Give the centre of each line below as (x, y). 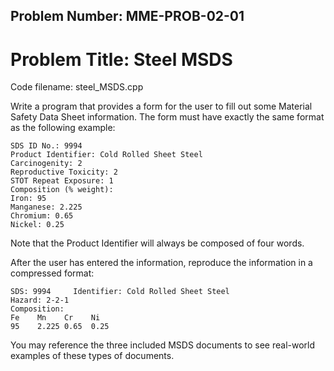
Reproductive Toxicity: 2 (64, 172)
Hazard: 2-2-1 (40, 300)
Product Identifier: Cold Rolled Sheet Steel (106, 155)
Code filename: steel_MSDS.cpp (77, 87)
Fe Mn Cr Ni (55, 318)
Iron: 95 (28, 199)
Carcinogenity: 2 (46, 164)
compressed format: (52, 273)
